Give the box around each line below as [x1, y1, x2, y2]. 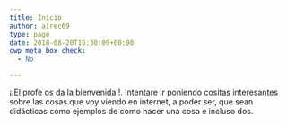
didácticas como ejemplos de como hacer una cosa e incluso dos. [9, 106, 254, 116]
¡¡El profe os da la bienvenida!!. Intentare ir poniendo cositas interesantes [9, 87, 279, 97]
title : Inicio [9, 12, 63, 22]
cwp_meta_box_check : [9, 46, 87, 55]
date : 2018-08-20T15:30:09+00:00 [9, 37, 135, 47]
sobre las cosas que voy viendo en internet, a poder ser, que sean [9, 96, 254, 107]
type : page [9, 29, 50, 38]
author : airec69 [9, 21, 70, 30]
